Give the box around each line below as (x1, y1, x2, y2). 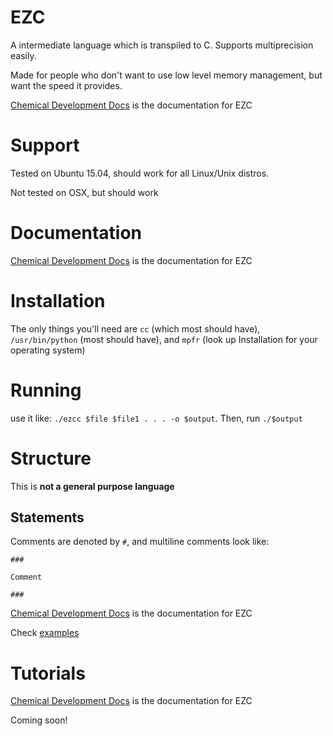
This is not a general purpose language (10, 480, 175, 492)
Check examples (10, 627, 80, 639)
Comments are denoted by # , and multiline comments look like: (10, 536, 270, 548)
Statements (10, 509, 85, 526)
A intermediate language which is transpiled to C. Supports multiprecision (10, 39, 314, 51)
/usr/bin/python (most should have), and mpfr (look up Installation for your (10, 333, 318, 345)
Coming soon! (10, 714, 68, 726)
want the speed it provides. (10, 79, 123, 91)
